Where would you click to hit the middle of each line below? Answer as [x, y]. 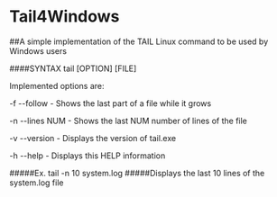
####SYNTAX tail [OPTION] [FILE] [73, 68]
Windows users [38, 50]
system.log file [37, 183]
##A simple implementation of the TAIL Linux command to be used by [139, 41]
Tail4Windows [65, 17]
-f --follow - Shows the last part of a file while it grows [111, 103]
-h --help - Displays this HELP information [88, 156]
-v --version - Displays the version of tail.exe [93, 138]
